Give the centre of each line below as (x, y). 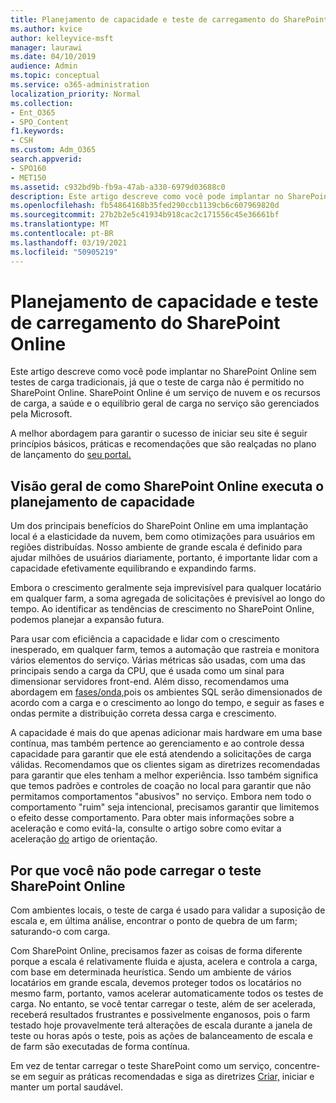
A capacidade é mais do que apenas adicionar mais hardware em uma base (166, 733)
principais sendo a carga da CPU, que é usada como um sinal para (147, 671)
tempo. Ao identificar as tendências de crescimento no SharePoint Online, (162, 609)
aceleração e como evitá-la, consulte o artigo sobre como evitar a (146, 828)
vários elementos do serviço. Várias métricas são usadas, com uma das (158, 660)
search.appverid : (46, 159)
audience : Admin (44, 66)
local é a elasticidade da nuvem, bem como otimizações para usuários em (162, 537)
